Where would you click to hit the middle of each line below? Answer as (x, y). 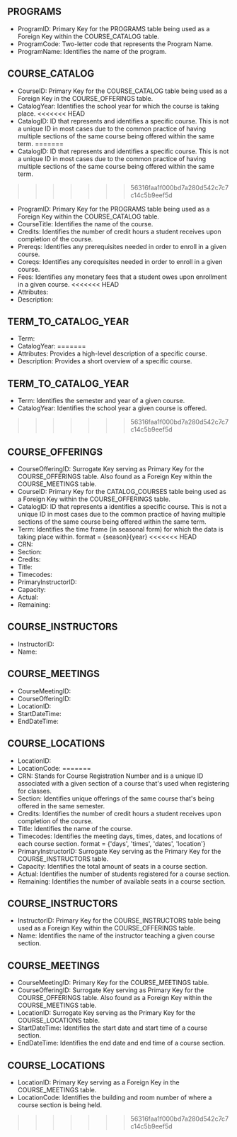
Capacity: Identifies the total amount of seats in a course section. (112, 866)
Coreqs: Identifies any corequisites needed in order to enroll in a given (120, 261)
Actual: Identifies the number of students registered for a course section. (124, 874)
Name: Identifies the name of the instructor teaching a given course (116, 935)
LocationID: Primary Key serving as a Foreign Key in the (99, 1082)
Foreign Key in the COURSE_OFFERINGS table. (85, 98)
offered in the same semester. (61, 806)
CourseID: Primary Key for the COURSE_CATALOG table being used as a (122, 91)
